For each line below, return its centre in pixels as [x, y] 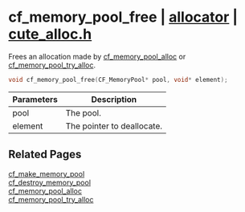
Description [114, 99]
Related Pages [45, 155]
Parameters [35, 99]
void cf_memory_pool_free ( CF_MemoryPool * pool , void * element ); [118, 79]
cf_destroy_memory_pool [49, 182]
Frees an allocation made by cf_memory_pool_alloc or [97, 56]
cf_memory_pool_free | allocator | [123, 17]
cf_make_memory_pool [47, 173]
